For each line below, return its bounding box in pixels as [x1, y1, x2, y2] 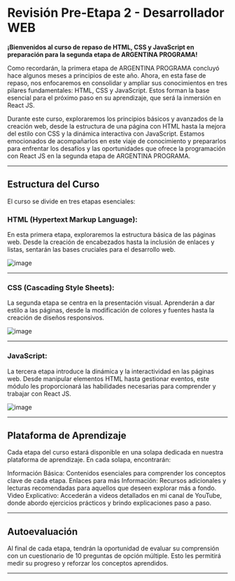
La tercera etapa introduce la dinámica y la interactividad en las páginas [7, 367, 215, 375]
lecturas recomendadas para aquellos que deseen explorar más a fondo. [7, 484, 217, 492]
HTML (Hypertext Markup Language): [7, 215, 138, 224]
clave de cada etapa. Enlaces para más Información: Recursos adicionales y [7, 477, 227, 485]
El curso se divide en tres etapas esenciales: [7, 197, 136, 206]
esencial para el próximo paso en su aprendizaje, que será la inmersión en [7, 93, 222, 102]
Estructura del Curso [7, 178, 100, 190]
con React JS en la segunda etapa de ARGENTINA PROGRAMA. [7, 152, 191, 160]
